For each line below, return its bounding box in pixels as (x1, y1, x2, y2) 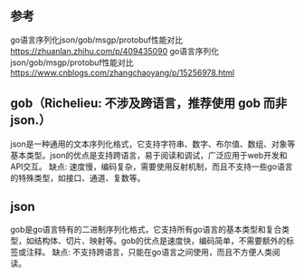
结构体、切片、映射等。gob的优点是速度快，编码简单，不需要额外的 (33, 235, 287, 246)
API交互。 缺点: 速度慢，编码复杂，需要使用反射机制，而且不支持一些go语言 (10, 161, 293, 172)
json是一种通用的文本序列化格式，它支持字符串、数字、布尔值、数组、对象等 (10, 138, 296, 149)
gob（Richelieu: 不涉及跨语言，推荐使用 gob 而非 (10, 96, 288, 111)
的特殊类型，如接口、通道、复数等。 (10, 172, 146, 183)
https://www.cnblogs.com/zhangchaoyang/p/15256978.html (10, 67, 234, 78)
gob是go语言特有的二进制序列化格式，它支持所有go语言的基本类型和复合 (10, 224, 282, 235)
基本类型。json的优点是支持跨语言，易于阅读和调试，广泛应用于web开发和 (10, 149, 288, 160)
